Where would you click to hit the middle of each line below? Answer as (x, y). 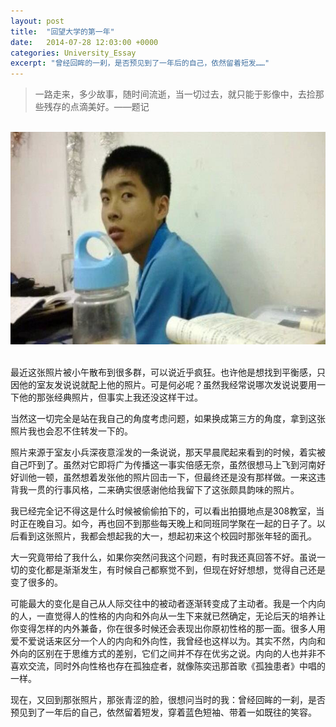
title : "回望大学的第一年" (62, 31)
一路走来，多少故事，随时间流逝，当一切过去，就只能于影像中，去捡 (175, 94)
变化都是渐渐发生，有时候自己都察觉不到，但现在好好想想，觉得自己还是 (176, 570)
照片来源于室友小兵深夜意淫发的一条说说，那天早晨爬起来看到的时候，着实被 (168, 452)
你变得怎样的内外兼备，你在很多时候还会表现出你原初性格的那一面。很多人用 (168, 629)
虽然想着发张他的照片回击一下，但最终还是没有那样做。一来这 (189, 477)
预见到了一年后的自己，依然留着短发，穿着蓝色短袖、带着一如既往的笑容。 (163, 712)
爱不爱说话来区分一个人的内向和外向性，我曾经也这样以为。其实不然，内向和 (168, 641)
